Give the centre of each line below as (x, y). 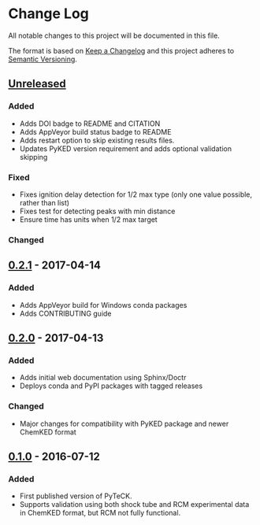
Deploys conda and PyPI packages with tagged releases (111, 386)
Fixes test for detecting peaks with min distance (97, 211)
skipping (33, 157)
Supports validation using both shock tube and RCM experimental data (134, 505)
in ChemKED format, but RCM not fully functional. (100, 513)
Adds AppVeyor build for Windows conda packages (103, 305)
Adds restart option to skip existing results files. (97, 140)
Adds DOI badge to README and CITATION (90, 124)
